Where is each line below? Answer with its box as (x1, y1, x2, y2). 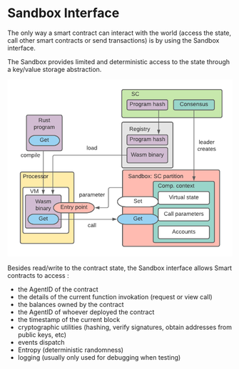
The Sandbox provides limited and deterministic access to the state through (7, 57, 230, 66)
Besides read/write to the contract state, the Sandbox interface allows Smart (7, 264, 233, 272)
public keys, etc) (17, 330, 66, 339)
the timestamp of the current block (17, 315, 121, 323)
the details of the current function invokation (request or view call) (17, 292, 213, 301)
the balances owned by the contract (17, 300, 124, 308)
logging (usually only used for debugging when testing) (17, 353, 181, 361)
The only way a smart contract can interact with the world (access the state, (7, 28, 232, 37)
